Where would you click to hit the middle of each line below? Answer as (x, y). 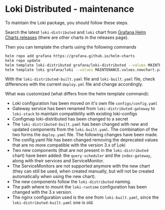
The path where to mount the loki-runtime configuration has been (80, 187)
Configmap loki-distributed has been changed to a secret (70, 119)
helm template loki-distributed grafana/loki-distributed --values (76, 65)
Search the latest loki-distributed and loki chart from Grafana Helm (76, 32)
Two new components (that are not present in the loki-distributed (80, 150)
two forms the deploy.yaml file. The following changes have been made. (85, 135)
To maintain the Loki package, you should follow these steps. (67, 23)
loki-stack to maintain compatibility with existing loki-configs (75, 114)
